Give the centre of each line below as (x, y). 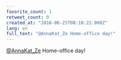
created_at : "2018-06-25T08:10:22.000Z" (57, 23)
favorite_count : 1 (29, 12)
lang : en (17, 28)
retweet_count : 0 (28, 17)
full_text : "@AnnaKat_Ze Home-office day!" (61, 34)
